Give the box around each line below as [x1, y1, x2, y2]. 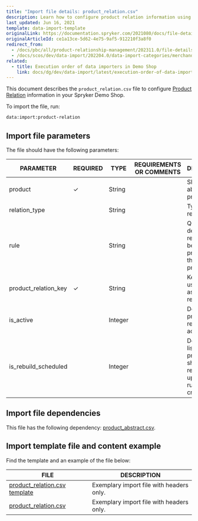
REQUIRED [72, 164, 103, 172]
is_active [9, 315, 34, 324]
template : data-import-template [6, 25, 85, 31]
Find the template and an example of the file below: [6, 457, 131, 464]
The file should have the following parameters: [6, 146, 119, 154]
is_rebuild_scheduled [9, 362, 68, 370]
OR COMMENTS [134, 168, 181, 176]
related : [6, 58, 28, 64]
